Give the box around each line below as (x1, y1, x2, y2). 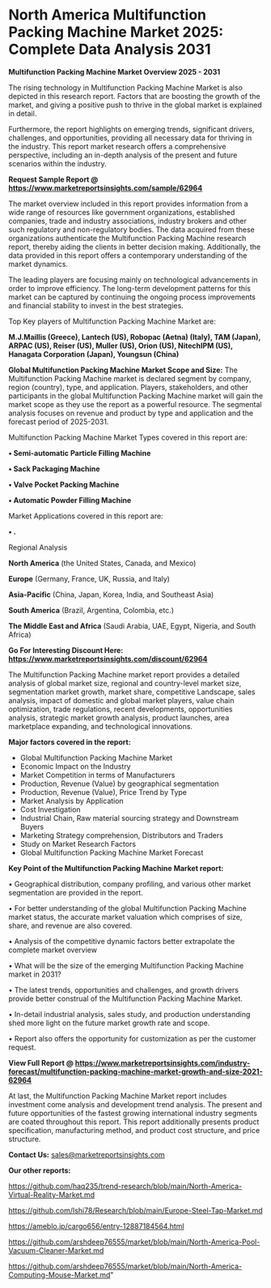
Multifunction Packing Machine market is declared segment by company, (8, 373, 252, 383)
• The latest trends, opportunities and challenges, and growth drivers (8, 985, 239, 994)
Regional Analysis (8, 542, 68, 552)
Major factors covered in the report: (8, 736, 131, 747)
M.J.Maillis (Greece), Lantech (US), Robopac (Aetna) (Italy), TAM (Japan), (8, 332, 261, 341)
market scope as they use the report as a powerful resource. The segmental (8, 399, 262, 409)
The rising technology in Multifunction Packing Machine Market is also (8, 83, 243, 92)
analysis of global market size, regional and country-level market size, (8, 678, 242, 688)
